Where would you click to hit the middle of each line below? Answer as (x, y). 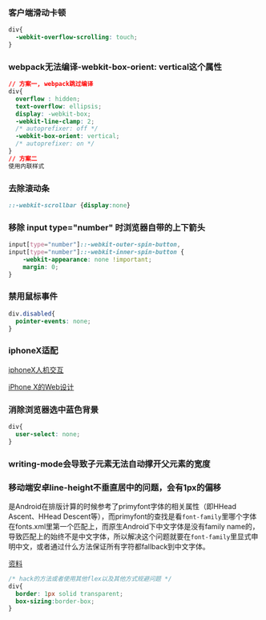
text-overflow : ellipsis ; (59, 106)
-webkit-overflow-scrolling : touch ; (77, 38)
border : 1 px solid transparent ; (70, 593)
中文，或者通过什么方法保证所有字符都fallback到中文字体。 (112, 546)
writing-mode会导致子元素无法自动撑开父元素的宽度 (109, 463)
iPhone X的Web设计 (41, 386)
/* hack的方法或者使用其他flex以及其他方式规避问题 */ (90, 579)
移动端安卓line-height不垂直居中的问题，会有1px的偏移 (115, 487)
